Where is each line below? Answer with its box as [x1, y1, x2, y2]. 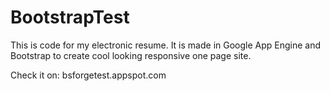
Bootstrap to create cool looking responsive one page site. [10, 49, 252, 61]
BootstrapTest [10, 6, 130, 29]
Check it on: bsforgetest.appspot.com [10, 69, 167, 81]
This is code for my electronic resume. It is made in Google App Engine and [10, 39, 322, 51]
